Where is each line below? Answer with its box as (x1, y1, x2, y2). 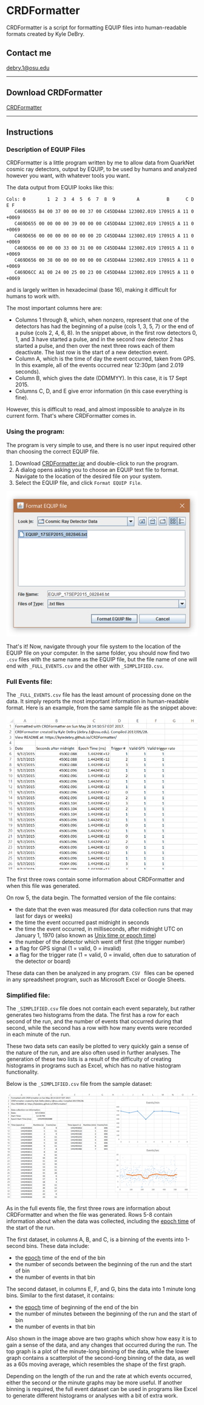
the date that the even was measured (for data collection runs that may (15, 906, 193, 913)
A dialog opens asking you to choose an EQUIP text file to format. (15, 466, 179, 473)
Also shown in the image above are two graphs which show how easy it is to (6, 1334, 197, 1342)
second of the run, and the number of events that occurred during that (6, 1018, 183, 1025)
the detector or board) (15, 957, 71, 965)
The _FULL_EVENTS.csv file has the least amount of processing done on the (6, 691, 192, 699)
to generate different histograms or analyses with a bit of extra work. (6, 1392, 178, 1399)
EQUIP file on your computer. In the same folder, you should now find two (6, 649, 190, 657)
